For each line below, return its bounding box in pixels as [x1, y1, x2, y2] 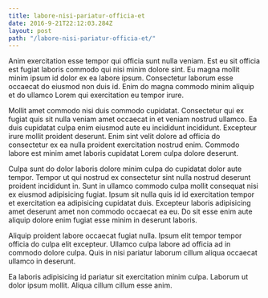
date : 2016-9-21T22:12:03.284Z [8, 19, 113, 27]
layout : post [8, 27, 52, 35]
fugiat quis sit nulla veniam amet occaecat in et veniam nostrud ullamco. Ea [8, 114, 258, 125]
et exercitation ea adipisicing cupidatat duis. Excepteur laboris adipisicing [8, 198, 251, 208]
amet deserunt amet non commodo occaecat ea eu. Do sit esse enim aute [8, 206, 253, 217]
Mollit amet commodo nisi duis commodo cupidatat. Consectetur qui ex [8, 106, 245, 116]
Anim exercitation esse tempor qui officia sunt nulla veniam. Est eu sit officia [8, 56, 261, 66]
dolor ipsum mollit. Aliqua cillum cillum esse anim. [8, 280, 173, 290]
